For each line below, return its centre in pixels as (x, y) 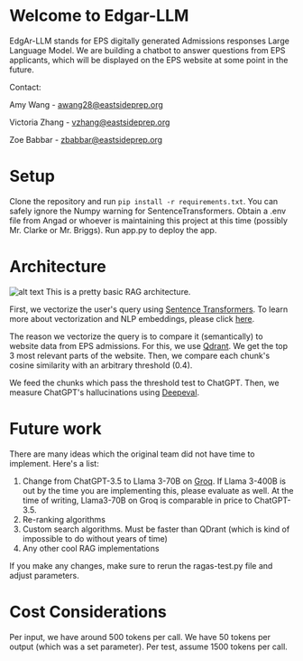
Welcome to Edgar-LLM (99, 16)
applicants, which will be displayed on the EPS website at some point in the (149, 60)
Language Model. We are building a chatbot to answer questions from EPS (147, 50)
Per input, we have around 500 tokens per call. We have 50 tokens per (140, 637)
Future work (55, 429)
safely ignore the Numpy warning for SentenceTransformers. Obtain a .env (148, 211)
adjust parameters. (44, 575)
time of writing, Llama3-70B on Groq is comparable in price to (137, 500)
